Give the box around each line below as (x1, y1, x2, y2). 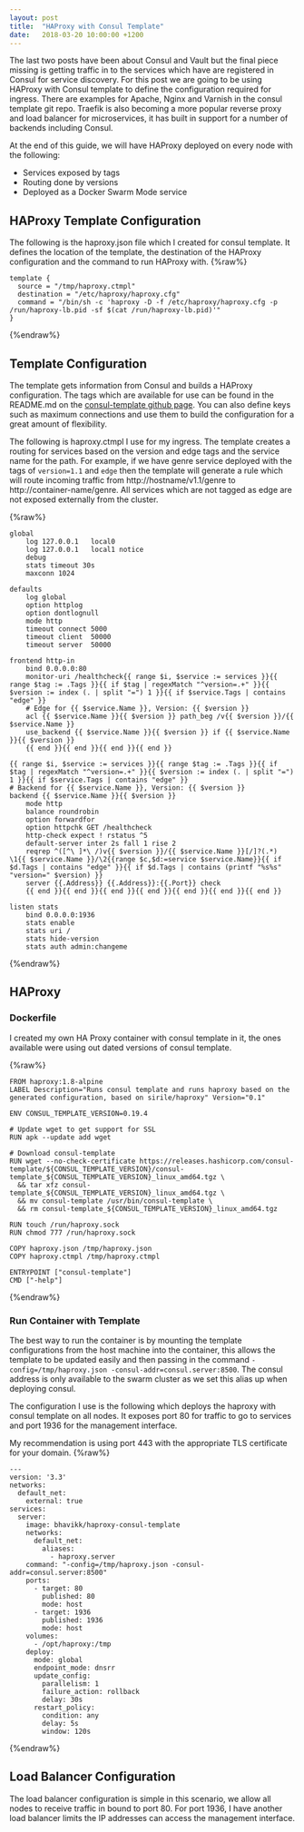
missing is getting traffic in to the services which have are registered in (9, 64, 274, 75)
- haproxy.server (49, 1551, 116, 1561)
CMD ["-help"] (9, 1276, 64, 1285)
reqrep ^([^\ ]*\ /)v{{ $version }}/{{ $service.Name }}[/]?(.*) (25, 847, 279, 856)
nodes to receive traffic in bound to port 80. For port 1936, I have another (9, 1803, 283, 1814)
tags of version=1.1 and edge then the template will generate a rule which (9, 465, 283, 476)
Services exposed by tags (22, 167, 121, 178)
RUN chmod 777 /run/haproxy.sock (9, 1227, 136, 1237)
